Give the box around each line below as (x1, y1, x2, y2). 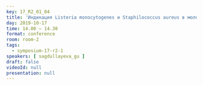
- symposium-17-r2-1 (11, 48, 63, 54)
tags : (6, 42, 20, 48)
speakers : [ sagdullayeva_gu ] (6, 53, 85, 59)
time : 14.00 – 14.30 (6, 25, 59, 32)
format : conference (6, 31, 56, 37)
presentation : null (6, 70, 56, 76)
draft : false (6, 59, 39, 65)
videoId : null (6, 64, 42, 71)
